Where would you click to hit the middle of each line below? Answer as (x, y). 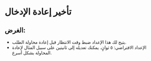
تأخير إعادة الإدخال (38, 12)
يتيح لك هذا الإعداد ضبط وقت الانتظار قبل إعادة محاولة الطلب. (69, 42)
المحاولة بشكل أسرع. (32, 53)
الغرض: (15, 30)
